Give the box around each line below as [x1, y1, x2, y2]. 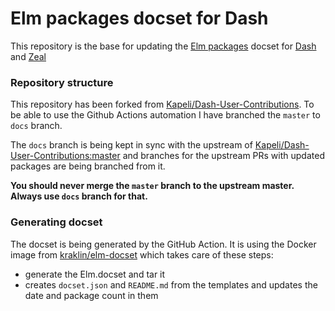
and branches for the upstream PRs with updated [122, 150, 325, 162]
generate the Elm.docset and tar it [24, 268, 166, 280]
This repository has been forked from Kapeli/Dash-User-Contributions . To [10, 98, 315, 111]
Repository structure [10, 75, 114, 89]
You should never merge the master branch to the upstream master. [10, 180, 295, 192]
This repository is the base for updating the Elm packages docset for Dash [10, 40, 317, 52]
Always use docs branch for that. [10, 190, 148, 202]
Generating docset [10, 215, 103, 229]
